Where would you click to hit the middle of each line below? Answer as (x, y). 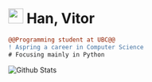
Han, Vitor (61, 19)
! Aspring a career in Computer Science (76, 47)
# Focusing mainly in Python (57, 55)
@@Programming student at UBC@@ (62, 40)
